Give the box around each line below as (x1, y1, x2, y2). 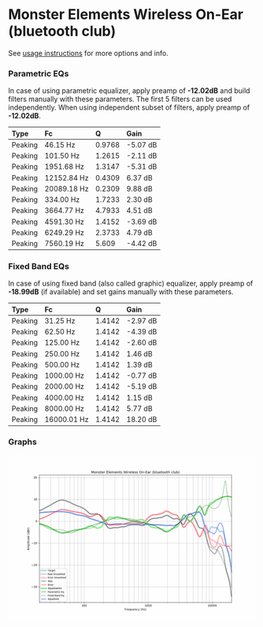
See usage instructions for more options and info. (8, 48, 169, 58)
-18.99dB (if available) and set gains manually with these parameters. (8, 287, 234, 297)
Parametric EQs (8, 68, 69, 79)
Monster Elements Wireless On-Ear (8, 6, 244, 24)
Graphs (8, 436, 37, 447)
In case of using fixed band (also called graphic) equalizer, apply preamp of (8, 278, 254, 289)
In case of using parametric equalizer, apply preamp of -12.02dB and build (8, 86, 250, 95)
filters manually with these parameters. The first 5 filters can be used (8, 95, 232, 104)
